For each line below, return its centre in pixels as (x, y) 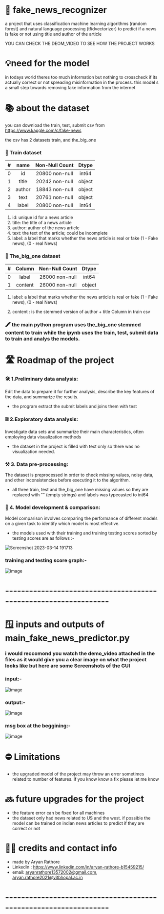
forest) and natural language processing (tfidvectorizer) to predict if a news (81, 28)
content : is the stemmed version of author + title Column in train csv (81, 312)
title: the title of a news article (42, 223)
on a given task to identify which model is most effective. (62, 523)
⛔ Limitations (33, 757)
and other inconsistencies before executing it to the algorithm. (68, 480)
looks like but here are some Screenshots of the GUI (68, 666)
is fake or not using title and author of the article (53, 34)
